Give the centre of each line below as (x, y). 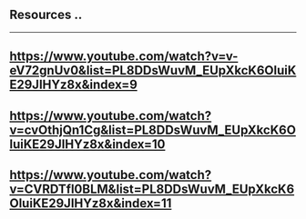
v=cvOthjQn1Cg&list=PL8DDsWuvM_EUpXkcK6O (153, 129)
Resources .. (46, 15)
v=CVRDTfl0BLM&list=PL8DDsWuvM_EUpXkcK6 (152, 189)
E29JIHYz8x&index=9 (74, 85)
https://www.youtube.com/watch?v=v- (124, 57)
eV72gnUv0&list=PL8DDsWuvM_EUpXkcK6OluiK (153, 70)
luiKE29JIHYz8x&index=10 (87, 144)
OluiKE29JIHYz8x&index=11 (91, 203)
